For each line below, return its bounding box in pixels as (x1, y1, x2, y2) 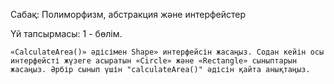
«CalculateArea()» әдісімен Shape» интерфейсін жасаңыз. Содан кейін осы (10, 47, 325, 57)
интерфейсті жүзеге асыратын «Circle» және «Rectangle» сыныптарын (10, 56, 298, 66)
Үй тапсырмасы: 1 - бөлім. (10, 28, 123, 39)
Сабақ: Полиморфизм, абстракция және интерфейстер (10, 9, 247, 20)
